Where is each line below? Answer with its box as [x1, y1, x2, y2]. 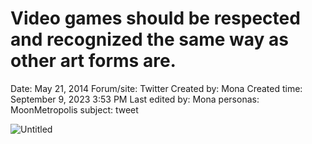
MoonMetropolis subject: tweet [10, 103, 139, 116]
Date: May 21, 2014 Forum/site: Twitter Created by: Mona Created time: [10, 82, 303, 94]
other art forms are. [10, 50, 177, 72]
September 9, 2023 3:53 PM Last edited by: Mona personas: [10, 93, 260, 105]
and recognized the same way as [10, 28, 289, 51]
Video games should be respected [10, 7, 301, 30]
